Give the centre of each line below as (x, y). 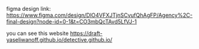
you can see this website (38, 33)
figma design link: (29, 9)
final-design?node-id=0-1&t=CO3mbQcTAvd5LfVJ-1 (72, 21)
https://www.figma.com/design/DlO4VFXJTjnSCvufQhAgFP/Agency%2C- (99, 15)
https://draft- (86, 33)
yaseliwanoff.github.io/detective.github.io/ (60, 40)
